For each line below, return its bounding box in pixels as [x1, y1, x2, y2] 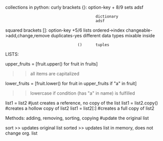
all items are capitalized [30, 70, 80, 77]
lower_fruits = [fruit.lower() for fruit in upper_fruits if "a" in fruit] [5, 81, 137, 86]
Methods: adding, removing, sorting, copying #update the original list [5, 115, 149, 121]
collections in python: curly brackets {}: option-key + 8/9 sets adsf [5, 5, 144, 10]
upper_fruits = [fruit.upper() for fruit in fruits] [5, 61, 98, 67]
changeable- [126, 27, 152, 33]
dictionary [95, 14, 119, 19]
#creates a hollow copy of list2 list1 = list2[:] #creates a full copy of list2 [5, 105, 155, 111]
